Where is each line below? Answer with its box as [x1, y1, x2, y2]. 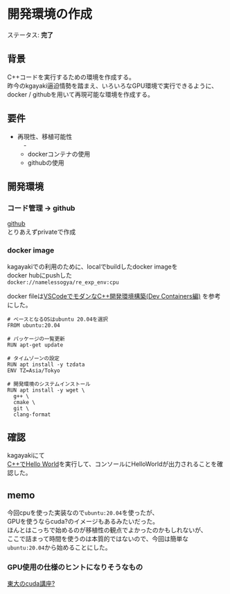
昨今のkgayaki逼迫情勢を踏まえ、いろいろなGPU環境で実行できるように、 [7, 81, 218, 90]
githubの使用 [27, 158, 64, 167]
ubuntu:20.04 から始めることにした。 [7, 543, 112, 552]
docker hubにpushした [7, 271, 73, 279]
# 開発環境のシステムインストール [7, 380, 91, 387]
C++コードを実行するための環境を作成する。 [7, 72, 135, 81]
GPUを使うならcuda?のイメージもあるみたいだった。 [7, 517, 159, 526]
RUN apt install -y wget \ [7, 387, 85, 394]
